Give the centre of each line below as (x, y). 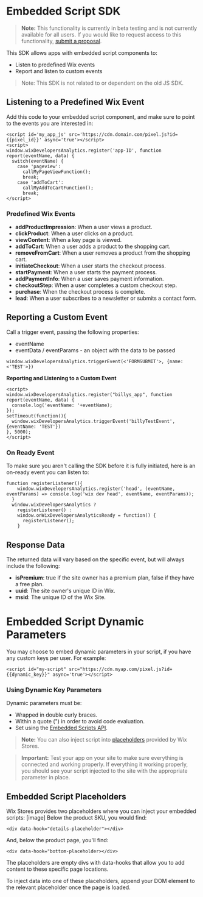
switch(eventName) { (38, 161)
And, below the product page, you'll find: (57, 840)
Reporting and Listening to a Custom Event (61, 378)
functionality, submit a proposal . (61, 41)
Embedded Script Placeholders (66, 796)
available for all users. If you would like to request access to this (101, 34)
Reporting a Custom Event (57, 317)
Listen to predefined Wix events (55, 65)
